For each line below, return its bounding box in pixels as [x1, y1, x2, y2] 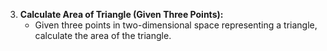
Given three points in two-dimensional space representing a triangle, [34, 19, 318, 31]
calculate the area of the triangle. [34, 30, 172, 41]
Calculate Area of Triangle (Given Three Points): [19, 9, 224, 20]
